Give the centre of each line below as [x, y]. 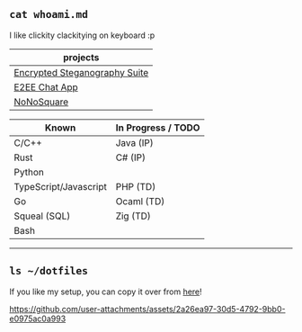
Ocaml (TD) [140, 201]
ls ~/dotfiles [49, 271]
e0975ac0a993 [38, 319]
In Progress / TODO [158, 128]
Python [29, 172]
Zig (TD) [133, 216]
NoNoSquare [41, 102]
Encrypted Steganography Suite [81, 72]
